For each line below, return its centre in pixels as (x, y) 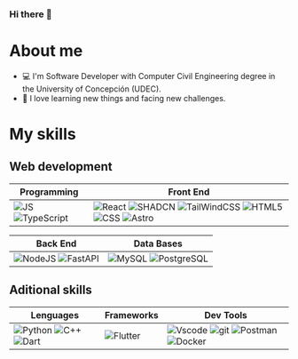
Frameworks (132, 315)
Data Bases (158, 243)
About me (46, 51)
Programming (49, 192)
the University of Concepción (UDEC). (91, 89)
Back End (56, 243)
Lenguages (55, 315)
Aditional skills (51, 290)
